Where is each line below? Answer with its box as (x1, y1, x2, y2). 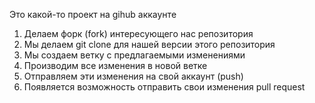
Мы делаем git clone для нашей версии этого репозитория (23, 39, 276, 50)
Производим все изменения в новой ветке (23, 60, 208, 71)
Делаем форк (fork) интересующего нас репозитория (23, 28, 254, 39)
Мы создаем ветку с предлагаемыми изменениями (23, 49, 246, 61)
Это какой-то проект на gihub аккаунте (9, 9, 177, 20)
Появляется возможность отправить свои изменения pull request (23, 81, 306, 93)
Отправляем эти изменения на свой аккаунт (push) (23, 70, 244, 82)
